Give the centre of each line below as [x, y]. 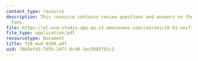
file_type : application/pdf [41, 33]
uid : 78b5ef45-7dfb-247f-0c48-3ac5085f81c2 [60, 49]
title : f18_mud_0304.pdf [37, 44]
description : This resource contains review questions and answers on [95, 17]
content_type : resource [35, 11]
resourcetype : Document [35, 38]
